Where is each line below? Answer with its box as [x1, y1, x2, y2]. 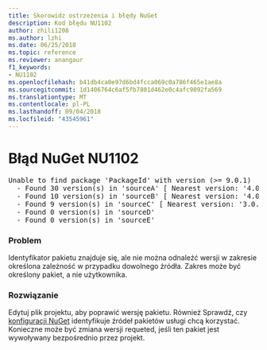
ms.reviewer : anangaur [8, 56, 83, 64]
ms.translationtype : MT [8, 93, 87, 101]
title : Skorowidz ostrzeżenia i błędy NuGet [8, 11, 158, 20]
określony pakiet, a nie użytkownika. [8, 270, 128, 279]
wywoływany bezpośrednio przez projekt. [8, 333, 145, 343]
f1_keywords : [8, 64, 52, 72]
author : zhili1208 [8, 26, 69, 34]
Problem [8, 235, 42, 246]
